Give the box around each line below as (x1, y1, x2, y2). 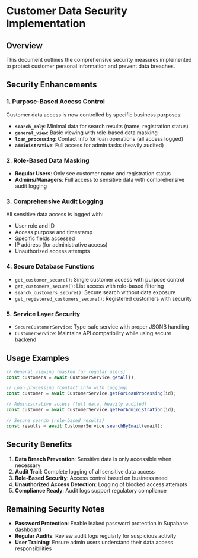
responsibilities (14, 545, 52, 552)
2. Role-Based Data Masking (6, 156, 90, 165)
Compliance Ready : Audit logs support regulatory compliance (14, 487, 167, 494)
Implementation (6, 17, 86, 30)
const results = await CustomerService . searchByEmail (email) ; (6, 423, 163, 429)
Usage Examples (6, 353, 69, 363)
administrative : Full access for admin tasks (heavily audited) (14, 141, 164, 149)
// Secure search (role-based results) (6, 417, 105, 423)
